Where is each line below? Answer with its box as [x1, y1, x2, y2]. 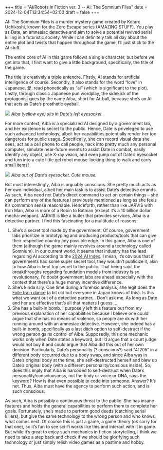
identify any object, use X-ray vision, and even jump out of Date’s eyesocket [5, 151, 158, 157]
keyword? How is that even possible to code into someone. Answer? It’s [12, 378, 156, 384]
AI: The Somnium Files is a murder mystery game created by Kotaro [5, 19, 141, 24]
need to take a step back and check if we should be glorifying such [5, 434, 140, 440]
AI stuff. [5, 45, 21, 50]
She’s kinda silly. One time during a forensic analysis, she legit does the [12, 284, 156, 290]
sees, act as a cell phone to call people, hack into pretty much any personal [5, 141, 157, 147]
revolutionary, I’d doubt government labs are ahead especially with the [12, 274, 153, 280]
